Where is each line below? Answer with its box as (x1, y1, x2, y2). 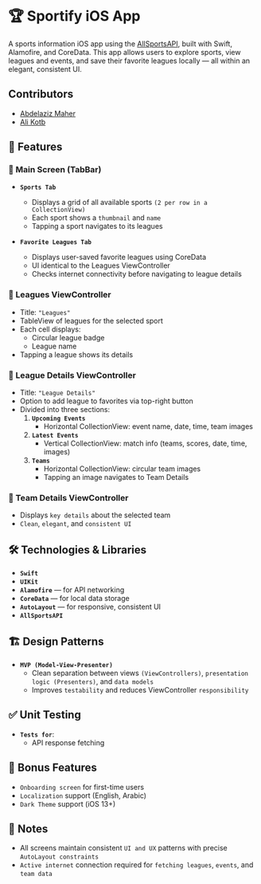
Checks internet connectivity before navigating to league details (31, 269, 243, 279)
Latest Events (31, 432, 79, 440)
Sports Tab (19, 183, 56, 192)
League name (31, 341, 77, 351)
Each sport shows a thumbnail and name (31, 213, 162, 222)
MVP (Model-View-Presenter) (19, 661, 113, 669)
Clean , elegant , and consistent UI (19, 519, 132, 528)
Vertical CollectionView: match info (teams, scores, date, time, (43, 438, 247, 448)
